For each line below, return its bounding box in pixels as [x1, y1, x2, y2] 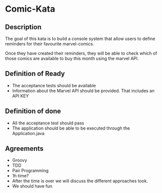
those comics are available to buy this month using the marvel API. [5, 56, 139, 61]
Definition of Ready [5, 70, 65, 78]
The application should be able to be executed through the [12, 125, 130, 131]
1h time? [12, 173, 29, 179]
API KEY [12, 93, 29, 98]
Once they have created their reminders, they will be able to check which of [5, 50, 158, 56]
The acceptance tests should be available [12, 82, 96, 88]
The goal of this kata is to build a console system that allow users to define [5, 36, 155, 41]
